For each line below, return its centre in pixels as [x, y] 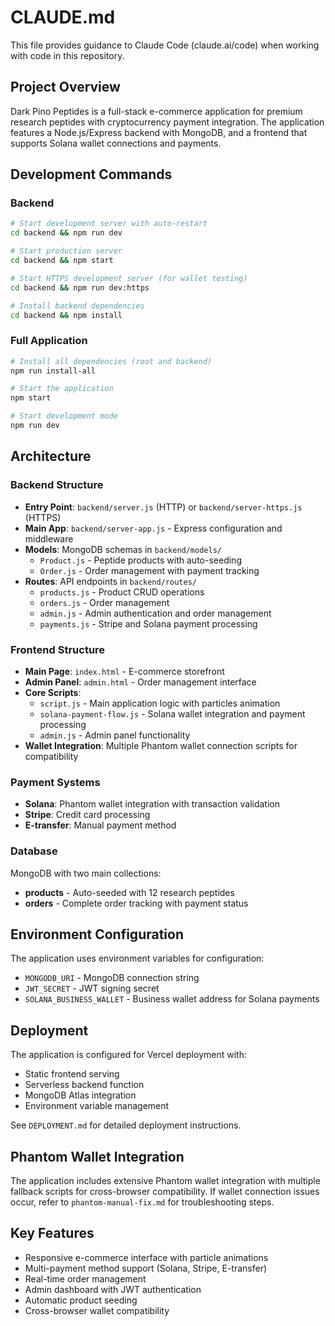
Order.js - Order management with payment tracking [149, 570]
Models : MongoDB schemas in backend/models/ [123, 549]
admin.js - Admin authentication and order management [155, 613]
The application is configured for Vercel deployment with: [128, 1055]
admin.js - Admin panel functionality [115, 735]
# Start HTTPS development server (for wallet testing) [129, 278]
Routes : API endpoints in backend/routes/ [110, 581]
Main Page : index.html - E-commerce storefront [124, 671]
